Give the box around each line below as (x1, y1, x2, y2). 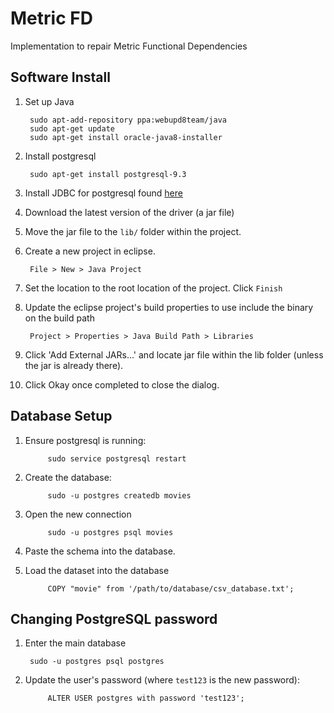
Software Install (10, 69, 111, 86)
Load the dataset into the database (24, 564, 170, 576)
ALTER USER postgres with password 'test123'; (47, 693, 245, 704)
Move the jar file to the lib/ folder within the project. (24, 225, 242, 237)
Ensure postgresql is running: (24, 434, 147, 446)
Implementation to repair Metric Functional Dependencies (10, 40, 248, 52)
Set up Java (24, 95, 75, 107)
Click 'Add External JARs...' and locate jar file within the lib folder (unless (24, 348, 324, 361)
